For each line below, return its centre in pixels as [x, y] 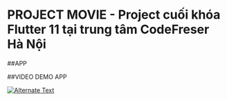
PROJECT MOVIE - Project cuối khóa [114, 15]
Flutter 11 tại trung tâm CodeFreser [108, 29]
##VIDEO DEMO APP [37, 77]
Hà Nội [27, 44]
